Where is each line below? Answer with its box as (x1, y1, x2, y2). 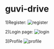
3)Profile (5, 38, 23, 44)
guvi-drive (5, 3, 49, 15)
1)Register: (5, 19, 27, 25)
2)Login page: (5, 29, 33, 34)
